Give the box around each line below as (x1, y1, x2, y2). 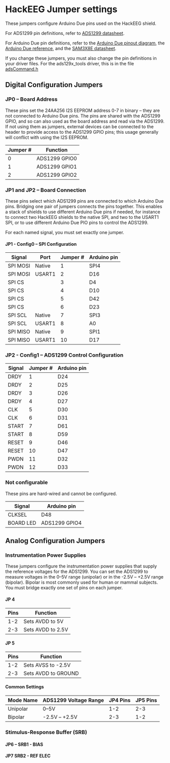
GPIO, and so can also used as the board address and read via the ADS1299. (5, 118, 165, 124)
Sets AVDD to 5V (23, 618, 64, 625)
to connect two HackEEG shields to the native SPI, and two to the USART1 (5, 214, 159, 220)
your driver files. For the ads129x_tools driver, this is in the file (5, 60, 134, 66)
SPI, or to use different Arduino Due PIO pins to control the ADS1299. (5, 219, 149, 225)
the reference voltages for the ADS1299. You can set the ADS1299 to (5, 568, 148, 575)
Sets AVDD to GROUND (23, 670, 79, 677)
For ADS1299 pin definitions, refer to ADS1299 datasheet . (5, 30, 125, 36)
